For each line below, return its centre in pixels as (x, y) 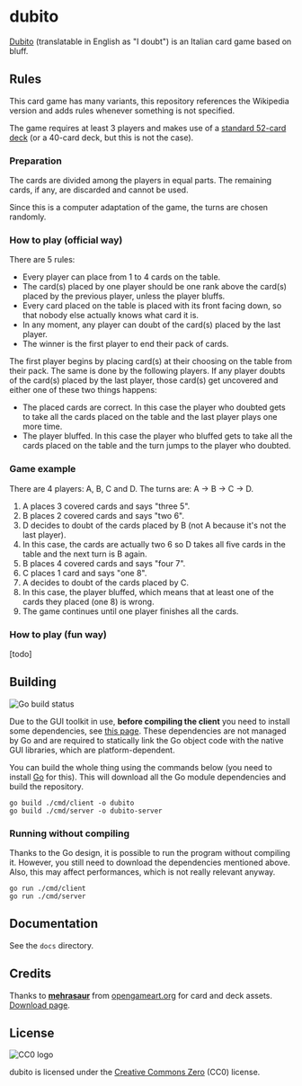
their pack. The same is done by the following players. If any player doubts (147, 371)
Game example (43, 469)
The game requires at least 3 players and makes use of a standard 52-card (148, 128)
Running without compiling (70, 833)
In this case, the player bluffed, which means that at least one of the (148, 592)
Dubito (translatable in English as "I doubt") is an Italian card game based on (151, 41)
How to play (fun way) (58, 634)
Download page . (40, 1005)
